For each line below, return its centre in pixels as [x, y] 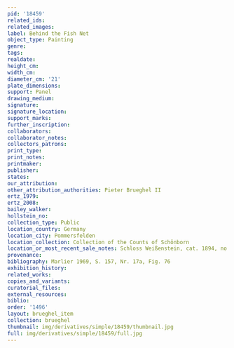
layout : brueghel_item [40, 314]
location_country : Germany [47, 229]
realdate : [22, 60]
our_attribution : [33, 183]
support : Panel [29, 92]
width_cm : [22, 72]
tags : [15, 53]
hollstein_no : [28, 216]
